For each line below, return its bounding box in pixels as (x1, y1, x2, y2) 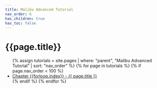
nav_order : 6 (5, 12, 32, 17)
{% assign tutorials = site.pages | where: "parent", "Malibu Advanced (12, 58, 152, 64)
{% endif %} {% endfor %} (12, 78, 67, 84)
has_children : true (5, 16, 45, 21)
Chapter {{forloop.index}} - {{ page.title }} (12, 73, 97, 79)
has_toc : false (5, 20, 36, 26)
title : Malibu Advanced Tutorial (5, 7, 74, 12)
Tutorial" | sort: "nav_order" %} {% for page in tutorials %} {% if (12, 63, 141, 69)
